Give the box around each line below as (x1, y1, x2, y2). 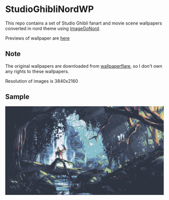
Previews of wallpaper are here (5, 35, 70, 41)
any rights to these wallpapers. (5, 68, 69, 74)
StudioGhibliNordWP (5, 4, 94, 15)
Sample (5, 93, 30, 101)
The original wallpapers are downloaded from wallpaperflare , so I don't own (5, 63, 162, 69)
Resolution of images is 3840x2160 (5, 78, 78, 84)
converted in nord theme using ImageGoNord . (5, 25, 101, 31)
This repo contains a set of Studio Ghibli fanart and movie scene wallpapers (5, 20, 162, 26)
